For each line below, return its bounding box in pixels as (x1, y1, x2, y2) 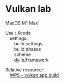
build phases (14, 46, 41, 52)
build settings (14, 40, 43, 46)
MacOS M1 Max (5, 20, 38, 26)
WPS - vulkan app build (10, 72, 59, 78)
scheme (14, 51, 31, 58)
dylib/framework (14, 57, 49, 63)
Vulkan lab (5, 3, 51, 15)
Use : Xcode (5, 30, 31, 36)
